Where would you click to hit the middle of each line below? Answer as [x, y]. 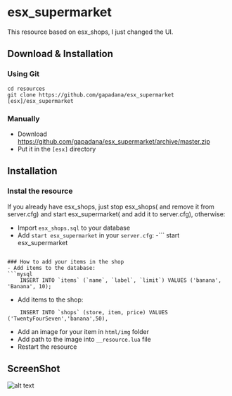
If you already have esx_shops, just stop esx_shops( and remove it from [111, 206]
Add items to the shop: [50, 299]
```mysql [20, 274]
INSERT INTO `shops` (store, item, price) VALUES [94, 312]
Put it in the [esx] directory [57, 149]
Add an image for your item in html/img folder [83, 331]
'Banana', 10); [30, 286]
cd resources [26, 89]
